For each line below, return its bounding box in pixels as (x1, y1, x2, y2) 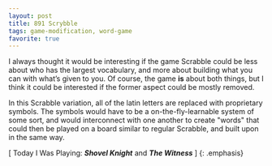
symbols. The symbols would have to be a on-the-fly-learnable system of (8, 107, 254, 117)
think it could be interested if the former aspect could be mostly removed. (8, 83, 255, 92)
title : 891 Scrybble (8, 19, 79, 28)
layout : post (8, 11, 53, 20)
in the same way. (8, 133, 65, 143)
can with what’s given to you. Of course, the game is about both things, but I (8, 74, 264, 83)
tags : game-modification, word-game (8, 27, 132, 35)
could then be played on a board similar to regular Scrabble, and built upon (8, 124, 259, 134)
